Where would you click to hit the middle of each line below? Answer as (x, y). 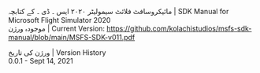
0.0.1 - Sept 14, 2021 (41, 61)
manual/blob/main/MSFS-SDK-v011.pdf (72, 37)
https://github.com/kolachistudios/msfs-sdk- (179, 28)
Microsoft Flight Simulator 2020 (59, 20)
